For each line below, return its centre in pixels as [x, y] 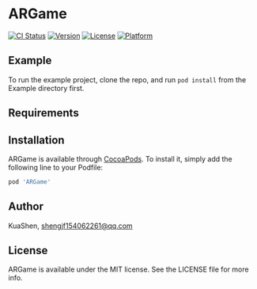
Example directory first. [46, 88]
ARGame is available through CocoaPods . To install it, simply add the [120, 158]
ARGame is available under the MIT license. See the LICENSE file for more [128, 269]
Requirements [43, 113]
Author [26, 207]
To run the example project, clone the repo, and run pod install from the [127, 79]
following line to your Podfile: [56, 167]
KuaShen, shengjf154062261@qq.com [70, 226]
